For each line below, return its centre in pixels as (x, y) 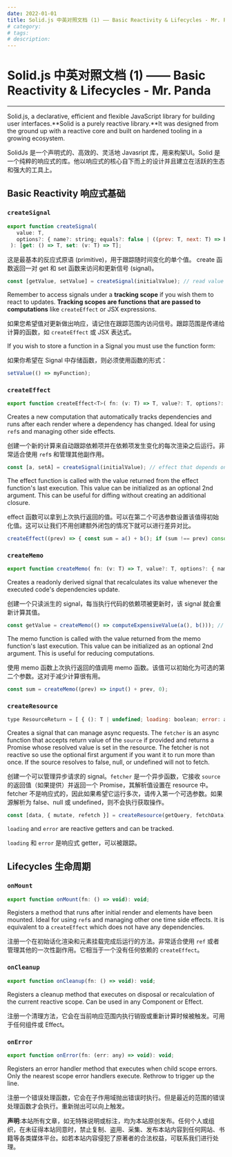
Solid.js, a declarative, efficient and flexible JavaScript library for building (111, 116)
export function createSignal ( (52, 226)
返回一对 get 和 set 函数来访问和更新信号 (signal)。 (85, 268)
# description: (29, 39)
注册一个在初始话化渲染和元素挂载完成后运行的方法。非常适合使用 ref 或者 (113, 941)
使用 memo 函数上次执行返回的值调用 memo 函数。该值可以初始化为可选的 (113, 667)
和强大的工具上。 (31, 170)
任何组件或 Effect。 (40, 1024)
